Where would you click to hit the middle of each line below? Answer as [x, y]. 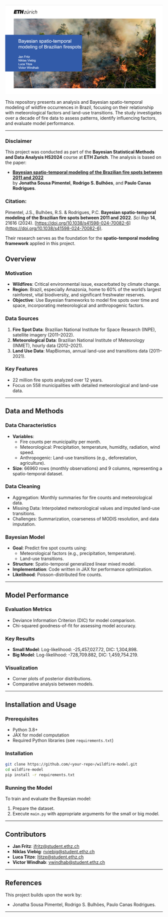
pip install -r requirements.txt [40, 775]
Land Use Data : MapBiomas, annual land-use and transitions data [80, 350]
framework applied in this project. [40, 243]
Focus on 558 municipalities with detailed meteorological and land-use [85, 385]
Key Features [22, 369]
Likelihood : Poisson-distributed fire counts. [57, 575]
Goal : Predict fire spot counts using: [49, 548]
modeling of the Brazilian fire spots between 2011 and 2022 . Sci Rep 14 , [81, 218]
